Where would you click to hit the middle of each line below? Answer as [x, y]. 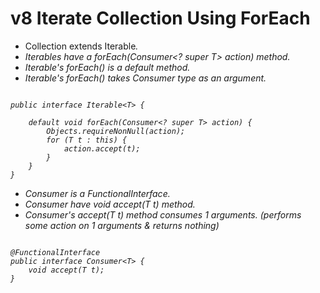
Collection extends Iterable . [81, 46]
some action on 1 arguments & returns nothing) [122, 225]
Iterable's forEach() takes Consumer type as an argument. [145, 78]
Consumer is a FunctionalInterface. [97, 193]
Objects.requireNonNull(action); [116, 131]
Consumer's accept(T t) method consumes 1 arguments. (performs [163, 214]
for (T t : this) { [87, 140]
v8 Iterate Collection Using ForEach [160, 18]
